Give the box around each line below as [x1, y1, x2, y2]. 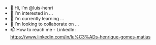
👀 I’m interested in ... [10, 10, 53, 16]
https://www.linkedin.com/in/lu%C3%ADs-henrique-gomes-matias [10, 34, 151, 40]
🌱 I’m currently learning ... [10, 16, 65, 21]
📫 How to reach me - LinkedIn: [10, 27, 76, 32]
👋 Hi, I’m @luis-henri [10, 5, 53, 11]
